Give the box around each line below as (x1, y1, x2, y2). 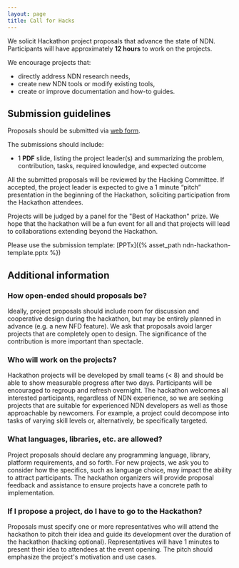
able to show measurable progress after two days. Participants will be (7, 378, 213, 387)
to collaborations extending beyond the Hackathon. (7, 227, 158, 236)
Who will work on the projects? (7, 354, 117, 364)
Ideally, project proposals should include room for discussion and (7, 307, 200, 315)
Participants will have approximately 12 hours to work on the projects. (7, 44, 213, 53)
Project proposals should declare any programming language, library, (7, 450, 211, 459)
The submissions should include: (7, 140, 104, 149)
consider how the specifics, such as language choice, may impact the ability (7, 465, 232, 474)
